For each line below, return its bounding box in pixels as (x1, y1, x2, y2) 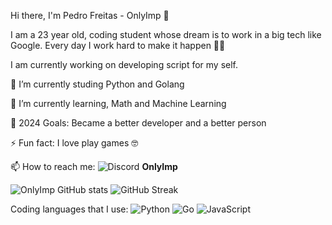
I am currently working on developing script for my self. (10, 59, 239, 70)
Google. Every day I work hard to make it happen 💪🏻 (10, 40, 226, 51)
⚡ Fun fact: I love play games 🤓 (10, 137, 139, 149)
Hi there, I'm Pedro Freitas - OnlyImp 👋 (10, 10, 170, 21)
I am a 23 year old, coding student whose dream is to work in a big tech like (10, 29, 322, 40)
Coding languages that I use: (10, 203, 129, 215)
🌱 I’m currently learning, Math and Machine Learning (10, 98, 227, 109)
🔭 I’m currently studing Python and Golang (10, 78, 185, 90)
